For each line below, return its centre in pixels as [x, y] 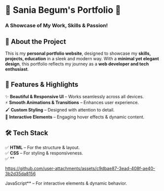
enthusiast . [17, 69]
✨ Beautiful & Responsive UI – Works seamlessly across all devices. [75, 96]
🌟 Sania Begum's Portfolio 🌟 [63, 10]
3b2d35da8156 [20, 173]
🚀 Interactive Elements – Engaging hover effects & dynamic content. [75, 117]
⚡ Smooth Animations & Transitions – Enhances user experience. [72, 102]
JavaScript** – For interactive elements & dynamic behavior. [66, 183]
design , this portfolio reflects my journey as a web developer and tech [77, 64]
